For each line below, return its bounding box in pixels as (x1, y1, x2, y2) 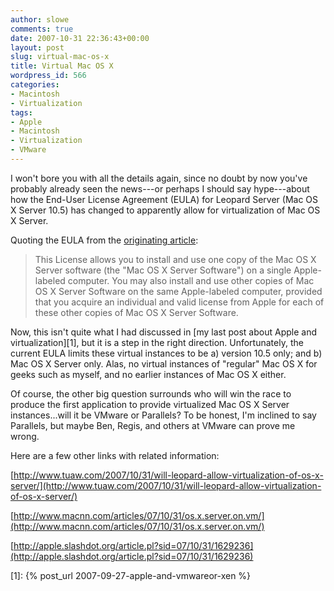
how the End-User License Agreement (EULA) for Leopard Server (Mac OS (10, 193, 319, 205)
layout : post (10, 42, 65, 53)
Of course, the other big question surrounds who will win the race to (10, 387, 292, 400)
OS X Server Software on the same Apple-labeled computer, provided (34, 285, 323, 297)
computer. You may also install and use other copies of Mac (67, 274, 315, 286)
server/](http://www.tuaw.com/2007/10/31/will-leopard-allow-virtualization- (10, 479, 322, 491)
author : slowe (10, 14, 70, 25)
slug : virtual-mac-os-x (10, 52, 110, 62)
